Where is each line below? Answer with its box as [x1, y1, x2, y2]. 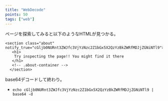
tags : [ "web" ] [5, 16, 35, 21]
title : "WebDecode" [5, 7, 46, 12]
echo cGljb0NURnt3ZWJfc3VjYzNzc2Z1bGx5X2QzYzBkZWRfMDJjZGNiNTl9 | [12, 87, 154, 92]
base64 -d [12, 92, 33, 97]
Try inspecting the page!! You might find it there [14, 54, 124, 59]
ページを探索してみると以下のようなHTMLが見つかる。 [5, 31, 118, 37]
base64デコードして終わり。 [5, 76, 65, 82]
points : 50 [5, 12, 28, 17]
